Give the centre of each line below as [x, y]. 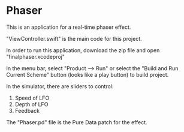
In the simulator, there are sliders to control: [60, 86]
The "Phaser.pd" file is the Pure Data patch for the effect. [77, 122]
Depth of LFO [31, 104]
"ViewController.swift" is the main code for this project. [74, 38]
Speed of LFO [32, 98]
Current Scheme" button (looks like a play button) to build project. [88, 74]
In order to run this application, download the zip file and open [83, 50]
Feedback [27, 110]
